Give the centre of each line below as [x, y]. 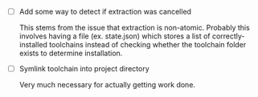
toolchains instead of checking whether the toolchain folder [147, 45]
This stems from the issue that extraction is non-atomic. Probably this [134, 28]
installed [33, 45]
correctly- [229, 36]
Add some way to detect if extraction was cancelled [105, 12]
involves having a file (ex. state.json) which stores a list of [115, 36]
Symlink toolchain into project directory [84, 69]
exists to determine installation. [71, 53]
